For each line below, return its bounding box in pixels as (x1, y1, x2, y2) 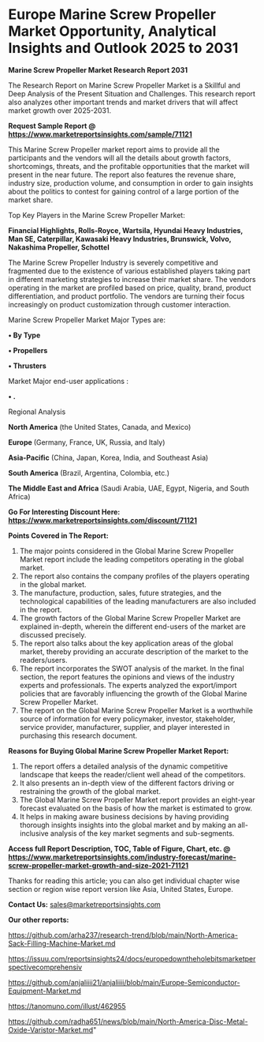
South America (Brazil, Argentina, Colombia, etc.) (8, 468, 170, 477)
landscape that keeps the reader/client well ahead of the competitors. (19, 769, 246, 779)
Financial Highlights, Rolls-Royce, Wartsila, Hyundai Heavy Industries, (8, 225, 244, 235)
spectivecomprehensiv (8, 962, 83, 972)
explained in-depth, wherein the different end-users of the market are (19, 622, 246, 631)
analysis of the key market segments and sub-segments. (50, 828, 235, 838)
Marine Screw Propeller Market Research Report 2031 (8, 65, 188, 74)
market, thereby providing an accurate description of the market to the (19, 646, 249, 656)
